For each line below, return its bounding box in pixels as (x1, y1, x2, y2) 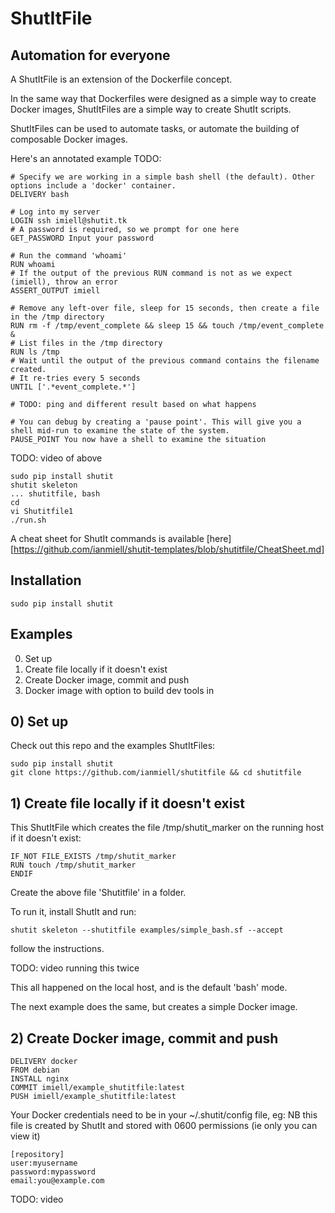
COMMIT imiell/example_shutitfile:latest (10, 1083, 186, 1093)
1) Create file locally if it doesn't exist (10, 795, 245, 812)
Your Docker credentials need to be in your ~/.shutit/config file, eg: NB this (10, 1109, 318, 1121)
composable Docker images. (10, 133, 128, 145)
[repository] (10, 1150, 65, 1160)
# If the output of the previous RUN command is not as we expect (10, 268, 293, 278)
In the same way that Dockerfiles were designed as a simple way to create (10, 93, 317, 104)
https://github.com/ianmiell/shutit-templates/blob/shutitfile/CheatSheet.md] (13, 543, 325, 555)
